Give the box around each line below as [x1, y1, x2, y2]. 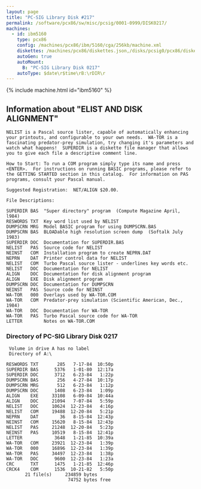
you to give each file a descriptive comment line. [6, 151, 138, 157]
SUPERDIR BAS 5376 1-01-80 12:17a [6, 367, 114, 373]
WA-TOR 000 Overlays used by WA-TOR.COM [6, 292, 117, 298]
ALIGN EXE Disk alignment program [6, 277, 103, 283]
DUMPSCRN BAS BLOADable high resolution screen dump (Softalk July [6, 229, 184, 235]
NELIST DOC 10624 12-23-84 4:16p [6, 403, 114, 410]
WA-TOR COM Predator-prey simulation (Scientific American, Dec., [6, 298, 184, 304]
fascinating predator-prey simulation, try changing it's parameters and [6, 140, 194, 146]
